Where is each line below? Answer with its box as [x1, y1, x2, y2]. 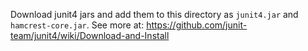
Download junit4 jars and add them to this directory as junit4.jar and [10, 9, 299, 20]
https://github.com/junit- [146, 19, 248, 31]
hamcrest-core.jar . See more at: [10, 19, 145, 31]
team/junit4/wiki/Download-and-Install [10, 30, 170, 41]
